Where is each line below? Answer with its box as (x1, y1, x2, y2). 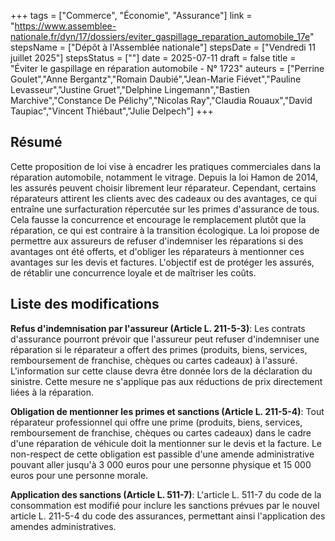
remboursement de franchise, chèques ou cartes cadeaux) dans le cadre (10, 426, 312, 439)
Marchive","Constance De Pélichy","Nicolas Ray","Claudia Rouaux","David (10, 95, 313, 106)
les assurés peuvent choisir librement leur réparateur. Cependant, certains (10, 181, 317, 194)
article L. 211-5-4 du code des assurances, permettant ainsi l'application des (10, 510, 326, 522)
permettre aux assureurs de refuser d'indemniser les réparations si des (10, 235, 304, 247)
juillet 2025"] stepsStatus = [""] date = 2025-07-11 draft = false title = (10, 52, 297, 64)
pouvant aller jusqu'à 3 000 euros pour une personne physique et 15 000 (10, 458, 312, 470)
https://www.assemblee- (14, 20, 117, 32)
